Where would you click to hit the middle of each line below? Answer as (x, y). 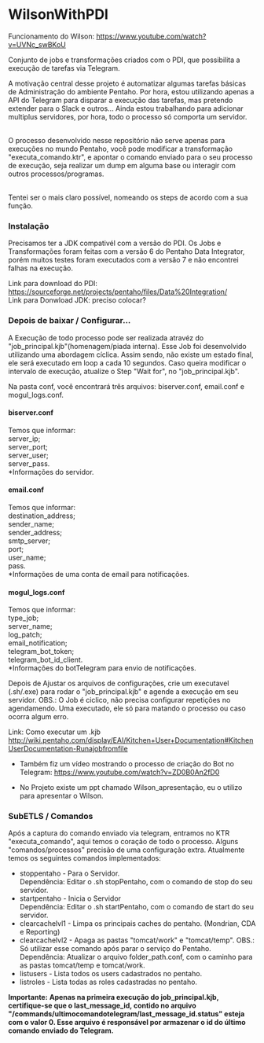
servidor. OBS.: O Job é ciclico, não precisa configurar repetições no (119, 700)
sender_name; (31, 523)
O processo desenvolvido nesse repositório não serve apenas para (117, 140)
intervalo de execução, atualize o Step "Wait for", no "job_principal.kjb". (124, 371)
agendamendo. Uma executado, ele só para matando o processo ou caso (127, 708)
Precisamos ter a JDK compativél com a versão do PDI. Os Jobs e (115, 243)
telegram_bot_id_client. (46, 660)
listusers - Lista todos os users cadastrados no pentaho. (111, 974)
